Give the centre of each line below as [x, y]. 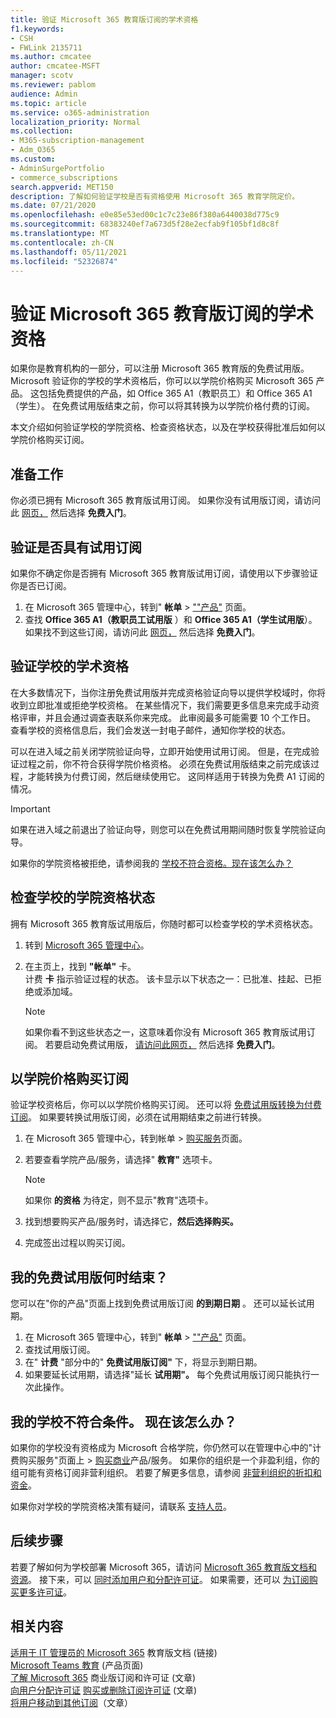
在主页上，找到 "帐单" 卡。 [80, 966]
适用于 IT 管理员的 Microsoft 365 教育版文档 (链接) [114, 1652]
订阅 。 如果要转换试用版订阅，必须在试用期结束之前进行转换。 [138, 1117]
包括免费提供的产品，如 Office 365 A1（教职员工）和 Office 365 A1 [175, 393]
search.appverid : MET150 [62, 187]
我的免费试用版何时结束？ [89, 1277]
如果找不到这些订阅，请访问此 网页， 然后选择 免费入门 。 [142, 632]
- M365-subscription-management [77, 141]
